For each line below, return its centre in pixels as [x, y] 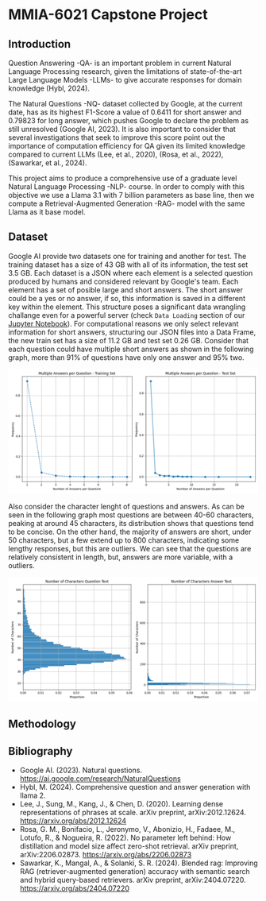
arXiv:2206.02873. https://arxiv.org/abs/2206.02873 [106, 855]
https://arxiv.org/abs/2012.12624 [73, 821]
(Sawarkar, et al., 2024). [48, 163]
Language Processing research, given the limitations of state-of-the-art [125, 72]
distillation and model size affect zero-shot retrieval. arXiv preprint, [129, 846]
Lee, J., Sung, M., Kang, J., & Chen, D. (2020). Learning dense [121, 804]
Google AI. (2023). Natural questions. [81, 770]
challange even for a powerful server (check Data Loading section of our [127, 315]
